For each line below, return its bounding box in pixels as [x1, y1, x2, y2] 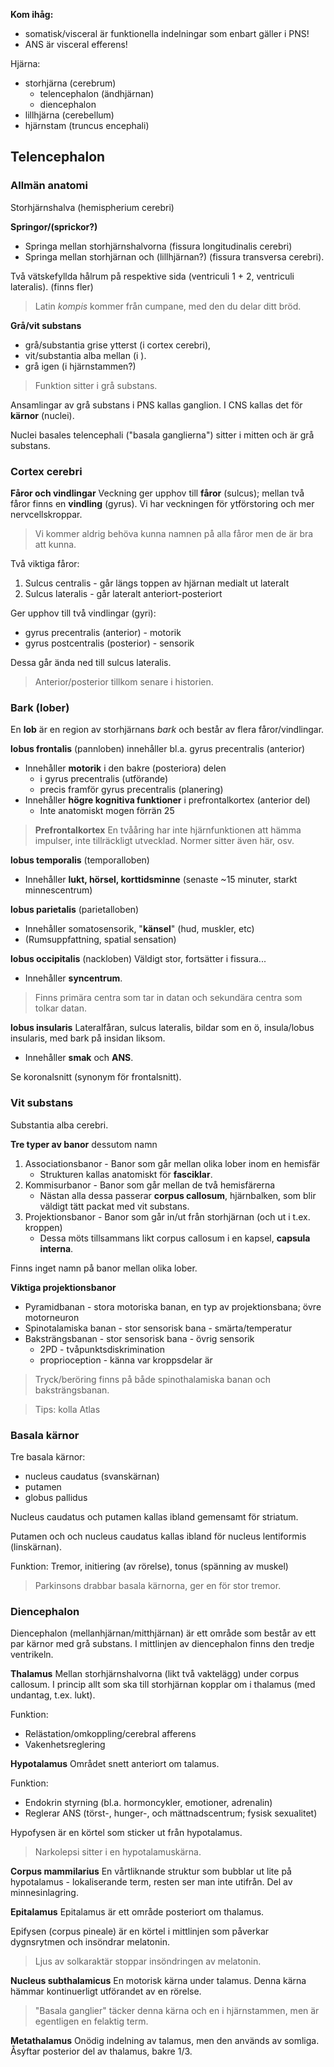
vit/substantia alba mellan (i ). [24, 349, 147, 361]
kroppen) [24, 1221, 63, 1233]
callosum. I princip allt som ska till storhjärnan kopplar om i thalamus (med [10, 1679, 316, 1691]
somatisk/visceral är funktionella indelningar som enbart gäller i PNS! [24, 28, 310, 39]
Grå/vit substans [10, 319, 82, 331]
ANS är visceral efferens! [24, 39, 128, 50]
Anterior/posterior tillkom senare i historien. [34, 675, 214, 688]
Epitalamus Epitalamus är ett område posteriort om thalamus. [10, 1906, 265, 1918]
